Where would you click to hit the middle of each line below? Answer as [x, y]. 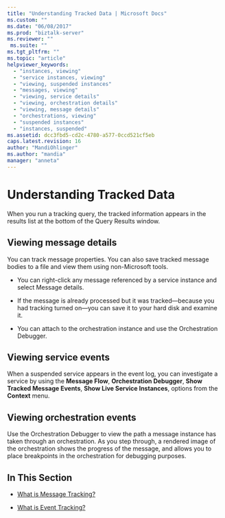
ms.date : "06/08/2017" [39, 26]
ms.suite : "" [29, 45]
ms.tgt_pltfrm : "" [33, 52]
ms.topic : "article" [37, 58]
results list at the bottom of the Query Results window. [84, 221]
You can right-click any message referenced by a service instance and [117, 280]
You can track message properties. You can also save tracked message [108, 259]
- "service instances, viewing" [60, 77]
